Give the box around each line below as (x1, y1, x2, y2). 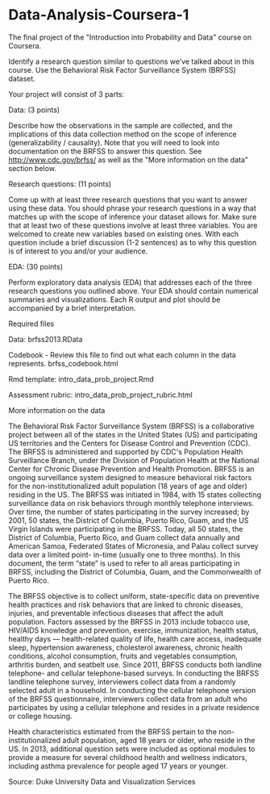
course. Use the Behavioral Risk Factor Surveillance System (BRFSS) (8, 65, 236, 74)
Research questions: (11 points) (8, 179, 112, 189)
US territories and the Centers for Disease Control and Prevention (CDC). (8, 438, 251, 448)
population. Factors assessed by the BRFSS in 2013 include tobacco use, (8, 616, 251, 626)
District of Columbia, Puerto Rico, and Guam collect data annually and (8, 533, 240, 542)
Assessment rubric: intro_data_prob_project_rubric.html (8, 390, 193, 399)
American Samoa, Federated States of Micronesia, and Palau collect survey (8, 541, 260, 550)
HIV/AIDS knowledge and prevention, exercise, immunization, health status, (8, 625, 259, 635)
